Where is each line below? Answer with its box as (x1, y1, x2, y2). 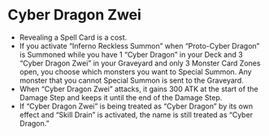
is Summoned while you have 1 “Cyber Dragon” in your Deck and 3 (19, 49, 243, 59)
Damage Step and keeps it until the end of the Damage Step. (19, 92, 223, 102)
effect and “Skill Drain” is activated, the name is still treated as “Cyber (19, 109, 254, 119)
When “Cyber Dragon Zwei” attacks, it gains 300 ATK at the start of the (19, 83, 258, 94)
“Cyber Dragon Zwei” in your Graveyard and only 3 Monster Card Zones (19, 58, 261, 68)
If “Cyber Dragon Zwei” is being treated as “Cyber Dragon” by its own (19, 101, 254, 111)
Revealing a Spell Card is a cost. (19, 32, 128, 42)
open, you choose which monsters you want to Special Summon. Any (19, 66, 253, 76)
